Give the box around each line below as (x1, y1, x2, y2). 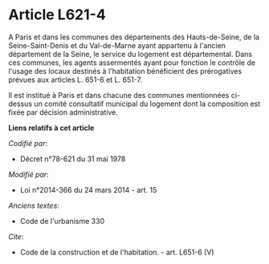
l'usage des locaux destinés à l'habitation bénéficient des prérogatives (8, 66, 243, 75)
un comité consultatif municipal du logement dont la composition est (34, 99, 261, 108)
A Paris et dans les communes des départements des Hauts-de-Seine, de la (8, 32, 259, 42)
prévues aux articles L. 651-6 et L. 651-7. (8, 75, 143, 84)
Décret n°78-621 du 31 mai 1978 (19, 154, 126, 164)
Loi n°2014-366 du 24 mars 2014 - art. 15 (19, 185, 157, 194)
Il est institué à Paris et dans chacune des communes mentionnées (8, 90, 230, 100)
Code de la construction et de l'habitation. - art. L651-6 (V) (19, 247, 214, 257)
